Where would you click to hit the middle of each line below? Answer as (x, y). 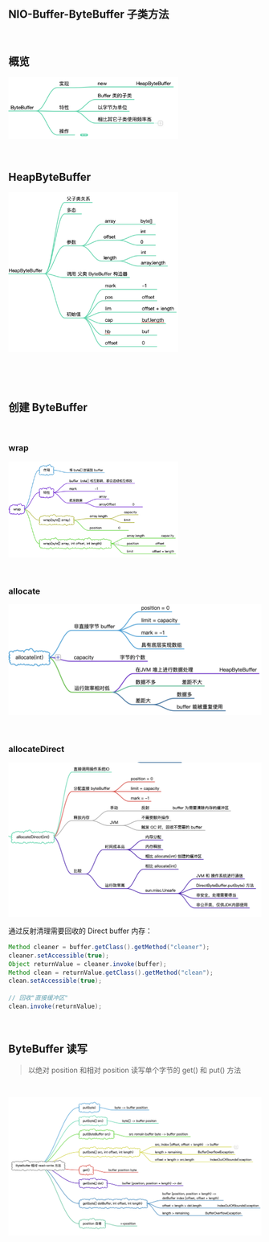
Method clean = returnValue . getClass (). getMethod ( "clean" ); (111, 973)
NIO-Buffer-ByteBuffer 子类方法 (89, 14)
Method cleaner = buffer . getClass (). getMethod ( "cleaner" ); (109, 947)
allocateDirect (37, 749)
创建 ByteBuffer (48, 407)
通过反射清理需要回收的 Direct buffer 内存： (80, 931)
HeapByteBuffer (50, 177)
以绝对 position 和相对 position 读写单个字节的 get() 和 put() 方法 (134, 1070)
